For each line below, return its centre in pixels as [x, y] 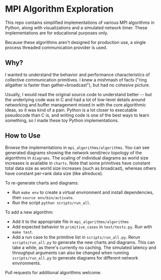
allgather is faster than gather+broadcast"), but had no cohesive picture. [78, 85]
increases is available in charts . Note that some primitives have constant [78, 163]
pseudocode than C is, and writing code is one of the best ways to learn [77, 115]
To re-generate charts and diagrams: [42, 183]
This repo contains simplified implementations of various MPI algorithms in [80, 22]
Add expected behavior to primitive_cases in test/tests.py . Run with [82, 227]
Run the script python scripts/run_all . [51, 202]
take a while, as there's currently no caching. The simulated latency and [84, 247]
